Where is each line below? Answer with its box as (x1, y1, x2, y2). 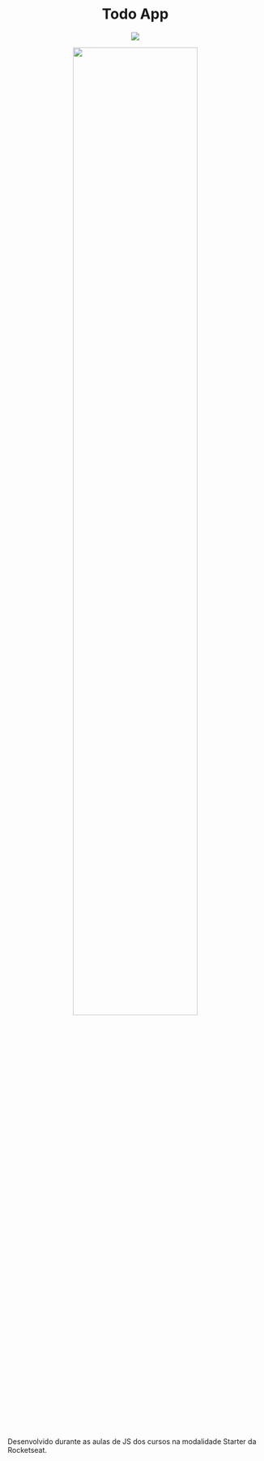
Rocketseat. (7, 1445, 48, 1455)
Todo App (101, 5, 169, 23)
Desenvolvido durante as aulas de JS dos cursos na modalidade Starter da (7, 1436, 257, 1446)
